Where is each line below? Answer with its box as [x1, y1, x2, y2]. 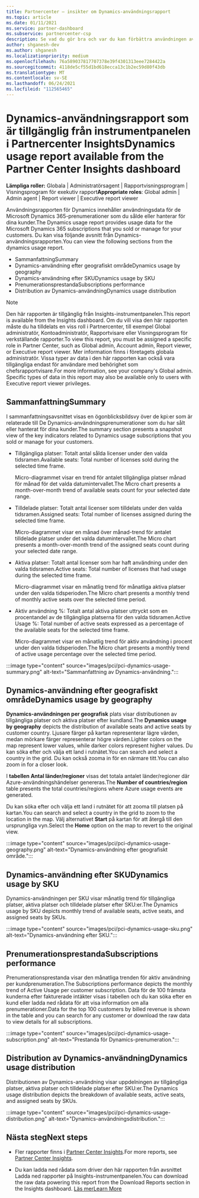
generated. [6, 792, 33, 799]
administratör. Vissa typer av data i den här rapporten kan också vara [6, 355, 175, 362]
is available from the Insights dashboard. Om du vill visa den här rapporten [6, 316, 188, 324]
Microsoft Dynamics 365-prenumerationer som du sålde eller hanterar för [6, 212, 185, 219]
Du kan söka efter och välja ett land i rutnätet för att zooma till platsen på [6, 803, 184, 810]
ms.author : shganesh [6, 48, 57, 54]
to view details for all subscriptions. [6, 1018, 93, 1025]
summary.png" [6, 668, 43, 675]
